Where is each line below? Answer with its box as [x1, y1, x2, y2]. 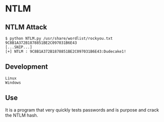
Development [5, 63, 48, 71]
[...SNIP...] [5, 45, 32, 50]
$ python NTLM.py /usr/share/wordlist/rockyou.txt [5, 36, 113, 41]
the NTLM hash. [5, 112, 38, 118]
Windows [5, 80, 21, 85]
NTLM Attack [5, 23, 47, 31]
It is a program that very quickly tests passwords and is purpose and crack [5, 107, 159, 113]
